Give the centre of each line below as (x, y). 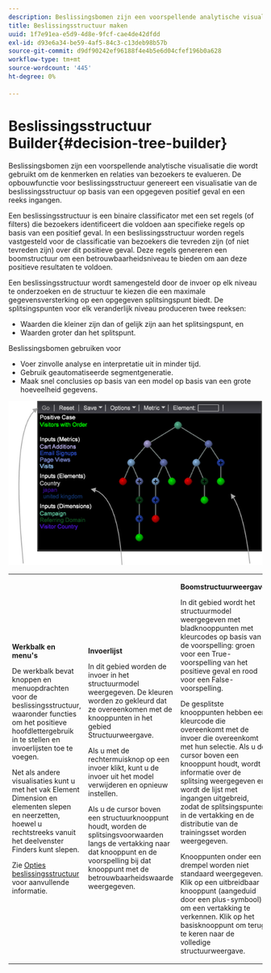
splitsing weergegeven (218, 781)
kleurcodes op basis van (221, 637)
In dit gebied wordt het (218, 602)
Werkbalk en (34, 646)
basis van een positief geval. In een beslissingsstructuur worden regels (126, 232)
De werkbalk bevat (43, 670)
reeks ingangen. (35, 200)
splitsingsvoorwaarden (126, 835)
